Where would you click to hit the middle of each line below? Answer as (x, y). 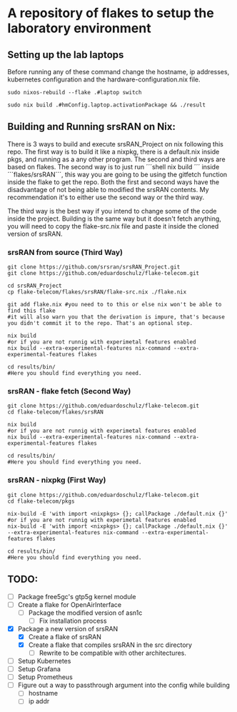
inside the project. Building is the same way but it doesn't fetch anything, (114, 219)
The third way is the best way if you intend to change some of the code (112, 211)
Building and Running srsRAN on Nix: (92, 127)
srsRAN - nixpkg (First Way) (57, 480)
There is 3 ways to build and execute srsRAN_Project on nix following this (115, 144)
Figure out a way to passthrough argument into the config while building (124, 685)
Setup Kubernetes (44, 661)
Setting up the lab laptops (66, 55)
